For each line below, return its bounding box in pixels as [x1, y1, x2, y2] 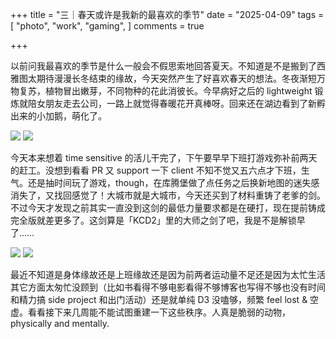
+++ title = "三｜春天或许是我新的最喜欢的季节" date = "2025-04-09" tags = [10, 9, 325, 20]
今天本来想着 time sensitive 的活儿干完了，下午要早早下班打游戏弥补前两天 [10, 152, 318, 163]
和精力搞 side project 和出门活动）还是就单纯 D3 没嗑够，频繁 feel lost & [10, 294, 308, 305]
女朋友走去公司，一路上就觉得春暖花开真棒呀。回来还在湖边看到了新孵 [36, 98, 326, 109]
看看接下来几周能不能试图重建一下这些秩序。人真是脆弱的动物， [27, 306, 291, 318]
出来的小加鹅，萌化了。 [10, 110, 107, 122]
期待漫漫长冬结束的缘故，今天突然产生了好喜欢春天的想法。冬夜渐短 [36, 73, 317, 84]
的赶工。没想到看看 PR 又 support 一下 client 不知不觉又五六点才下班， [10, 164, 302, 176]
